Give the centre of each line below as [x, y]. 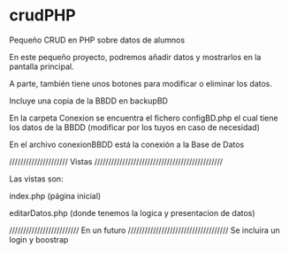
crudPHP [43, 15]
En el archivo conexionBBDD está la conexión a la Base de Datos [127, 144]
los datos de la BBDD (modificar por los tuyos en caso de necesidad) [135, 127]
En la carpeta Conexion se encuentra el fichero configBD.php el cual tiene [144, 118]
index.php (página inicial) [55, 196]
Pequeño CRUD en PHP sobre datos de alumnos [97, 40]
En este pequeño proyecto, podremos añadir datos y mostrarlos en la [135, 57]
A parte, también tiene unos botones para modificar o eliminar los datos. [141, 83]
